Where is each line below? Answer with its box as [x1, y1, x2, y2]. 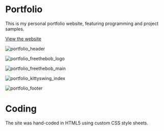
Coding [5, 103, 37, 115]
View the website [5, 36, 42, 42]
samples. [5, 25, 24, 32]
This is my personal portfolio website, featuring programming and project [5, 20, 159, 27]
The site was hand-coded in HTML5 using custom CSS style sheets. [5, 120, 149, 126]
